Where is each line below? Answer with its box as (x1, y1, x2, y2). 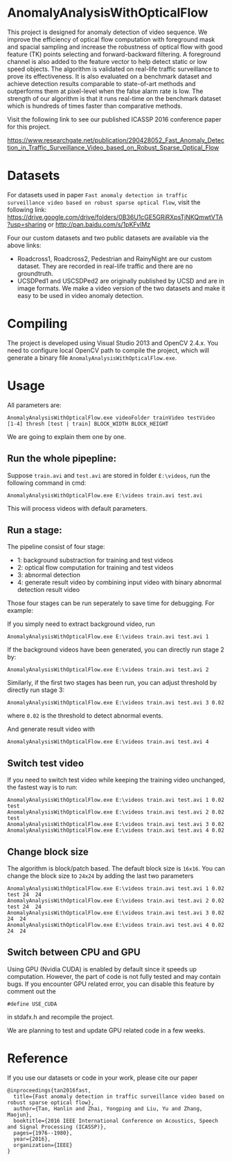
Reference (7, 1051, 68, 1066)
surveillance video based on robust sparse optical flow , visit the (7, 198, 201, 206)
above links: (7, 241, 42, 249)
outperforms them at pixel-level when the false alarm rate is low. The (7, 87, 204, 95)
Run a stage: (7, 524, 62, 536)
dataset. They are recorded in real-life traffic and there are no (17, 262, 193, 270)
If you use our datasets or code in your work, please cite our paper (7, 1073, 198, 1082)
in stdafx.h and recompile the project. (7, 1012, 114, 1021)
